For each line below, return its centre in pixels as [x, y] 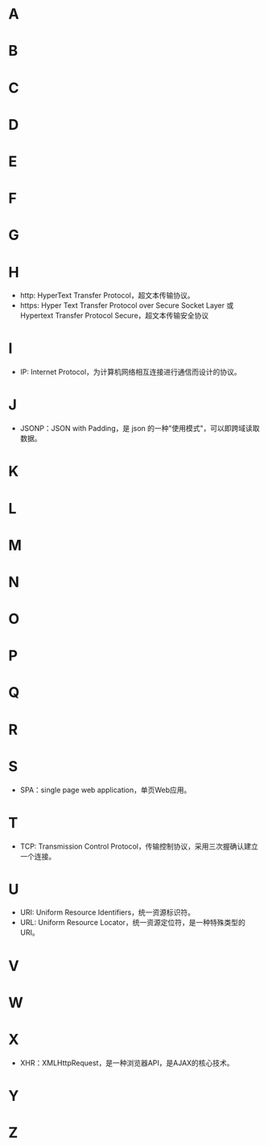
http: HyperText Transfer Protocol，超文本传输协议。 [107, 296]
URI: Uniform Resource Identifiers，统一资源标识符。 [107, 912]
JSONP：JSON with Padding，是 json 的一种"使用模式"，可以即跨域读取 [140, 429]
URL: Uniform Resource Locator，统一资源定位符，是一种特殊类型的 [132, 923]
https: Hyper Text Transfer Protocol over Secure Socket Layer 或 [127, 305]
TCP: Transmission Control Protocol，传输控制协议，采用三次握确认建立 [139, 846]
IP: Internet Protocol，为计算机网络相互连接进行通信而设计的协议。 [130, 372]
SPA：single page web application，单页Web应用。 [105, 790]
